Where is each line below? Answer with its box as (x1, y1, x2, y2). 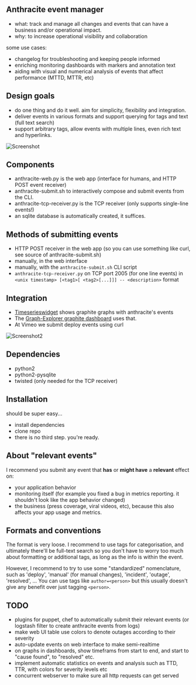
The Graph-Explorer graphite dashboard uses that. (14, 315, 137, 322)
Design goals (6, 91, 55, 101)
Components (6, 160, 54, 170)
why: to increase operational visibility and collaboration (14, 32, 148, 40)
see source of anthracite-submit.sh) (14, 251, 101, 258)
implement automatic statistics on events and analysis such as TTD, (14, 660, 178, 667)
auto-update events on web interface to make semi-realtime (14, 641, 160, 648)
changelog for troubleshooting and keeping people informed (14, 55, 160, 62)
